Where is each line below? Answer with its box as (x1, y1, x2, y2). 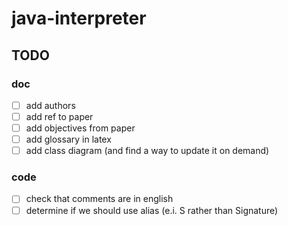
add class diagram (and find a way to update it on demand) (25, 145, 270, 157)
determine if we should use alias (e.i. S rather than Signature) (25, 204, 279, 216)
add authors (25, 99, 76, 111)
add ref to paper (25, 110, 94, 122)
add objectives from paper (25, 122, 136, 134)
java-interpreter (11, 7, 147, 30)
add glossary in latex (25, 133, 112, 146)
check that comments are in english (25, 193, 174, 205)
